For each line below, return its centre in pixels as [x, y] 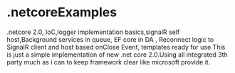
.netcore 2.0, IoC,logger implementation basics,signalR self [93, 32]
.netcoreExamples [62, 12]
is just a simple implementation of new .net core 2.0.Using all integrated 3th [117, 55]
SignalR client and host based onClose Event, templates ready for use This [116, 47]
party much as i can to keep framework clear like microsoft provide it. [109, 62]
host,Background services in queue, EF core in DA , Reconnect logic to [110, 39]
